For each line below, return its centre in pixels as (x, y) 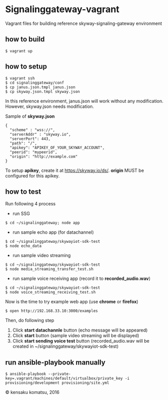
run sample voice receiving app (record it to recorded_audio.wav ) (81, 279)
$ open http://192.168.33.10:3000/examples (52, 311)
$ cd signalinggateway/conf (35, 83)
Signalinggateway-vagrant (62, 9)
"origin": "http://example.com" (44, 156)
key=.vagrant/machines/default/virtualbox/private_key (64, 379)
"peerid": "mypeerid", (34, 152)
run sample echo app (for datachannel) (53, 232)
